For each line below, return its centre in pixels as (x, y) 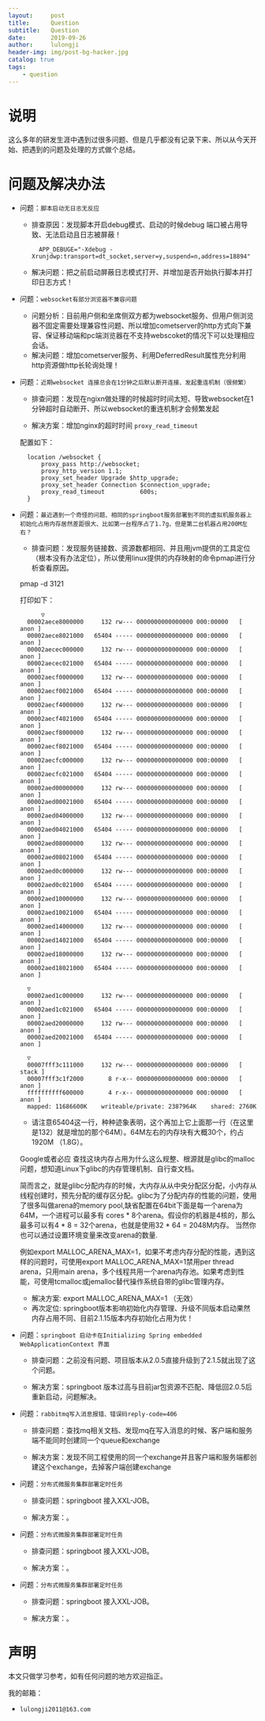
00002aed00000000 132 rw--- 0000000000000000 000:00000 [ (135, 788)
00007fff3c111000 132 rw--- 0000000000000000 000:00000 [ (135, 1065)
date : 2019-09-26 (47, 38)
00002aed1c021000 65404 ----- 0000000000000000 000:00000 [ (135, 1010)
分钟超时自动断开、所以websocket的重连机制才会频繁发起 (125, 408)
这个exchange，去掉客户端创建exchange (105, 1467)
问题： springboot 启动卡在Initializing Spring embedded (111, 1335)
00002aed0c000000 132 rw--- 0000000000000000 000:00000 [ (135, 871)
